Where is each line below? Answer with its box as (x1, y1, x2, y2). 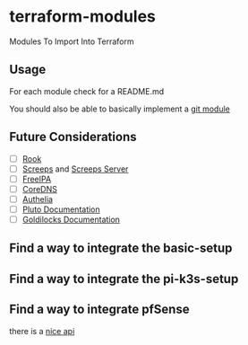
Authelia (21, 193, 54, 204)
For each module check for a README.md (9, 85, 165, 96)
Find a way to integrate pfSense (9, 302, 190, 317)
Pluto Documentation (21, 204, 100, 215)
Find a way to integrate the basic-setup (9, 241, 233, 256)
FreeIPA (21, 173, 52, 184)
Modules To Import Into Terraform (9, 36, 134, 47)
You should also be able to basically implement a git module (9, 103, 230, 114)
